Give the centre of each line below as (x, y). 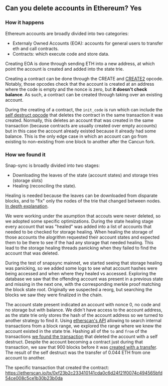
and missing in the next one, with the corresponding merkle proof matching (83, 284)
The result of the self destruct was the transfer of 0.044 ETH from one (78, 352)
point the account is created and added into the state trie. (65, 69)
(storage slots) (28, 180)
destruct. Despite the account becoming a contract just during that (74, 342)
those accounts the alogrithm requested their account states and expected (82, 237)
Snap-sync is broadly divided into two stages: (53, 165)
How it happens (25, 23)
